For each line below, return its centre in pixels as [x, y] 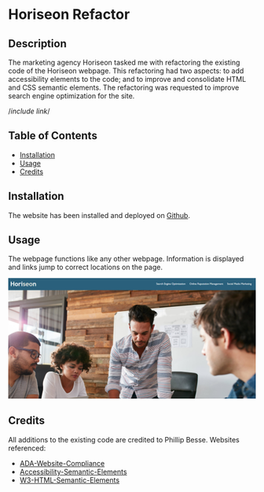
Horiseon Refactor [69, 15]
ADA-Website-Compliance [62, 463]
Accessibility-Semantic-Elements [73, 472]
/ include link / [29, 111]
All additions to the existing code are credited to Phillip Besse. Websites [124, 439]
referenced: [27, 448]
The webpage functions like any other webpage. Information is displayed [126, 259]
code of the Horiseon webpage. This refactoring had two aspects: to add [126, 71]
